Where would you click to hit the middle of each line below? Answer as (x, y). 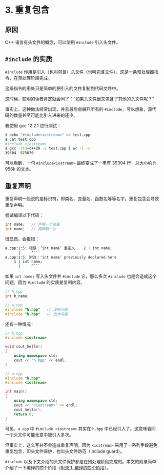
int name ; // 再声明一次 (31, 229)
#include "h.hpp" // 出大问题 (37, 314)
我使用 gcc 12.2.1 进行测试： (33, 126)
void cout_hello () (24, 347)
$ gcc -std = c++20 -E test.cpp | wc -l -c (48, 149)
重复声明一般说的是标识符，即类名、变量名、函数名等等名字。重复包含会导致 (82, 199)
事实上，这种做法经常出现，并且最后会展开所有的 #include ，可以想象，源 (79, 109)
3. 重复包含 (27, 10)
